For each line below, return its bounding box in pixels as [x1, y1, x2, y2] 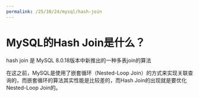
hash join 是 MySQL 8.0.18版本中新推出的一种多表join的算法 [6, 57, 151, 64]
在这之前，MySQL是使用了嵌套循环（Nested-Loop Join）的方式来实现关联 [6, 69, 188, 76]
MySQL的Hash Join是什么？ [6, 36, 146, 49]
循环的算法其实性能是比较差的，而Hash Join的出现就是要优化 [37, 76, 187, 83]
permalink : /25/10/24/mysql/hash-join [6, 8, 102, 15]
